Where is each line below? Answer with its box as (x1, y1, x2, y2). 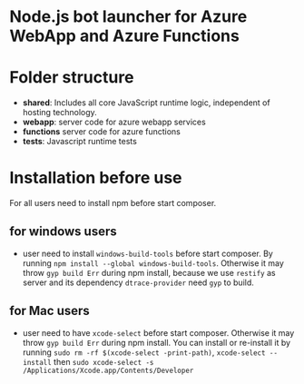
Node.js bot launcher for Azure (9, 6, 248, 27)
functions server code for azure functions (22, 126, 181, 137)
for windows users (9, 224, 117, 240)
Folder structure (9, 67, 134, 88)
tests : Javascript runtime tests (22, 136, 138, 147)
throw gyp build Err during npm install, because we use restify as (22, 267, 276, 278)
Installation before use (9, 168, 182, 188)
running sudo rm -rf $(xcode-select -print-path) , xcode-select (22, 347, 266, 358)
